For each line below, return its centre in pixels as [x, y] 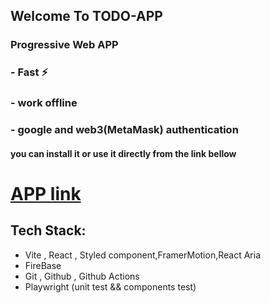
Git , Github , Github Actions [82, 276]
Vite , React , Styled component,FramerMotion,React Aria [142, 255]
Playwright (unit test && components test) [110, 286]
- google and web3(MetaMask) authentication [124, 130]
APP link [46, 193]
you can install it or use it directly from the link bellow [123, 153]
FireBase [43, 265]
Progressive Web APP [64, 45]
